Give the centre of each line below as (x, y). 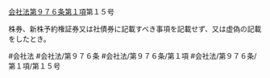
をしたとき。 (29, 39)
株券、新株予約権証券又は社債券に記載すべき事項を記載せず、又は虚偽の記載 (135, 29)
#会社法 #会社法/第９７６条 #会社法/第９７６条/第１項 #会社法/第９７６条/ (133, 56)
